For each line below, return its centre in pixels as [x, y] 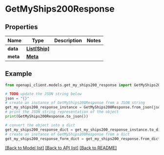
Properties [21, 27]
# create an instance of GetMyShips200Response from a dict [68, 134]
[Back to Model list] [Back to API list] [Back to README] [61, 148]
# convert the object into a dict [40, 125]
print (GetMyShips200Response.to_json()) [47, 117]
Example [19, 74]
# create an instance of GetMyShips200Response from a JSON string [75, 103]
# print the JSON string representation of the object [62, 112]
